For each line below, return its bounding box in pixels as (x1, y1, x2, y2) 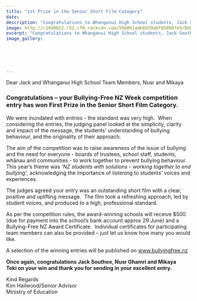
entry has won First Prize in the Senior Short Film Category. (6, 101, 179, 109)
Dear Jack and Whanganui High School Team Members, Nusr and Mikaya (6, 79, 184, 86)
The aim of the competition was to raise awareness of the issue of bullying (6, 144, 186, 151)
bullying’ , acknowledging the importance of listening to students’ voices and (6, 169, 191, 176)
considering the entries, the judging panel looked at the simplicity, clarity (6, 121, 182, 128)
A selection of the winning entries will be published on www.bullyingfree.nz (6, 247, 188, 254)
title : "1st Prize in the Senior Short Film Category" (6, 8, 143, 15)
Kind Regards (6, 276, 39, 283)
